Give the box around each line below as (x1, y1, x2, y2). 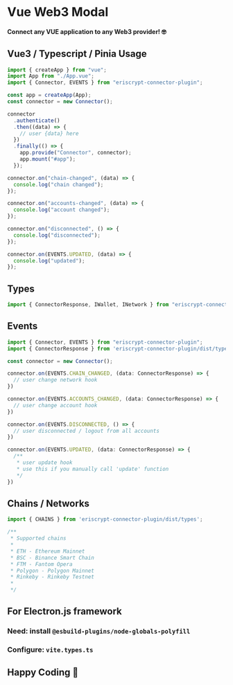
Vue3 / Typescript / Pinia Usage (7, 48, 147, 60)
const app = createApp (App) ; (7, 91, 92, 99)
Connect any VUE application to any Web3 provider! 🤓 (7, 27, 166, 35)
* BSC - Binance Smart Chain (10, 554, 95, 561)
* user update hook (16, 459, 73, 466)
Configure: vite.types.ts (7, 645, 94, 655)
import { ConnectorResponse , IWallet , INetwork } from (7, 301, 169, 308)
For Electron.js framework (7, 605, 123, 617)
